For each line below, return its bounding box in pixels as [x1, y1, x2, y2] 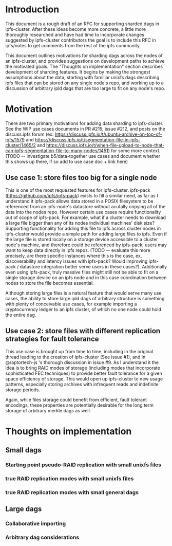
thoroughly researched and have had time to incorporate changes [5, 31, 145, 38]
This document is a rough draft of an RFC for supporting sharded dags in [5, 21, 160, 27]
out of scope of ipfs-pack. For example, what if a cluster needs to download [5, 214, 166, 221]
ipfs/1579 [5, 136, 25, 142]
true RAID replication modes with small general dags [5, 488, 139, 496]
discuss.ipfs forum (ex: [5, 131, 54, 137]
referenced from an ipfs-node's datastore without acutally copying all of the [5, 203, 166, 209]
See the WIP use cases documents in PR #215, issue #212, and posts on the [5, 125, 166, 132]
